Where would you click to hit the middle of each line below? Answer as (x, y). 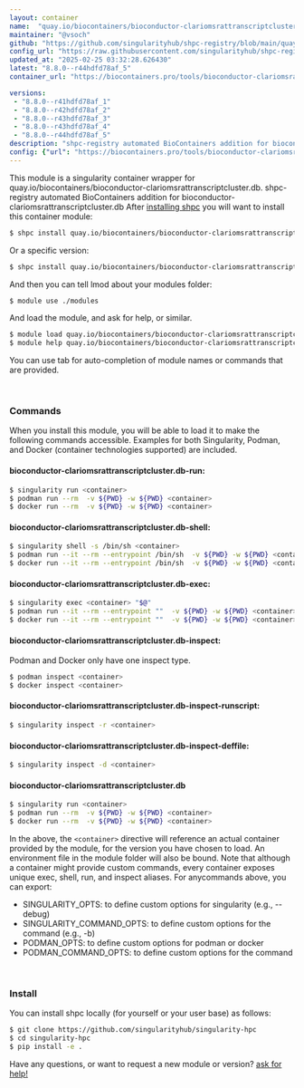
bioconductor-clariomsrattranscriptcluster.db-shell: (110, 527)
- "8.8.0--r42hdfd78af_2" (62, 110)
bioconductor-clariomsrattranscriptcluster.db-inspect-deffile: (129, 746)
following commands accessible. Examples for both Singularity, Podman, (145, 440)
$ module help (36, 343)
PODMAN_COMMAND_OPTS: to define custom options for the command (157, 952)
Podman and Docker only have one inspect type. (100, 660)
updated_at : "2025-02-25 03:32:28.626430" (90, 60)
